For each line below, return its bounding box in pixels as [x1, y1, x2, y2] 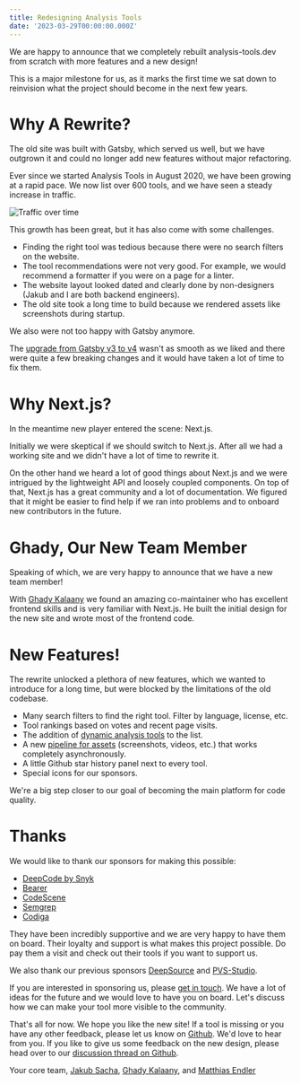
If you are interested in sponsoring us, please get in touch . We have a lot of [9, 983, 287, 993]
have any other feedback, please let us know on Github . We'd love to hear [9, 1028, 282, 1039]
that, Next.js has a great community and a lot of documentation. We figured [9, 486, 287, 498]
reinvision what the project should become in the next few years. [9, 83, 248, 93]
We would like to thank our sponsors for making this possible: [9, 856, 236, 867]
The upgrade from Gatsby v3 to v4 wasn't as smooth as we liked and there [9, 343, 286, 354]
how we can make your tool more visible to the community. [9, 1001, 227, 1012]
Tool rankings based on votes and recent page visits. [21, 720, 218, 731]
